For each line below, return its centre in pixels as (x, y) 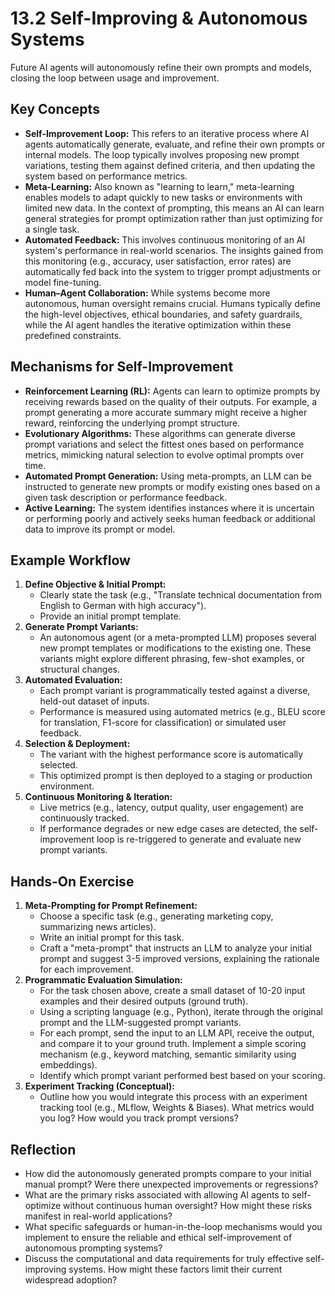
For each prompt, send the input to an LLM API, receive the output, (177, 1033)
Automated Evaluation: (73, 680)
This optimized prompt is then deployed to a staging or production (176, 776)
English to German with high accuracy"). (123, 606)
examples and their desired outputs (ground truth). (144, 1001)
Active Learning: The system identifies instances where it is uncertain (169, 508)
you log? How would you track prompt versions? (139, 1118)
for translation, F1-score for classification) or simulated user (163, 723)
